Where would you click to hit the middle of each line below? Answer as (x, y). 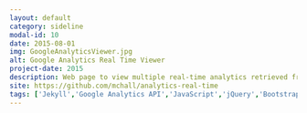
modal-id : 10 (34, 35)
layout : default (40, 18)
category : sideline (47, 26)
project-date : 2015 (47, 69)
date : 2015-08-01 (42, 43)
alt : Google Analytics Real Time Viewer (88, 60)
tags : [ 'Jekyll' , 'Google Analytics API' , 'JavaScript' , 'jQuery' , (134, 94)
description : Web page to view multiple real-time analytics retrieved (148, 77)
